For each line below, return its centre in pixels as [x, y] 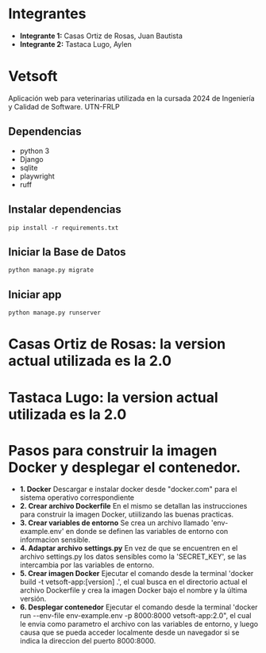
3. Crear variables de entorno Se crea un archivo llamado [114, 523]
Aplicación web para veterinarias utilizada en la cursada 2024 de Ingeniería [132, 98]
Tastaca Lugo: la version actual [113, 397]
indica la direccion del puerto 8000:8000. [88, 641]
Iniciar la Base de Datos [67, 252]
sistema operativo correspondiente [77, 497]
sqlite [29, 167]
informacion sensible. [55, 540]
